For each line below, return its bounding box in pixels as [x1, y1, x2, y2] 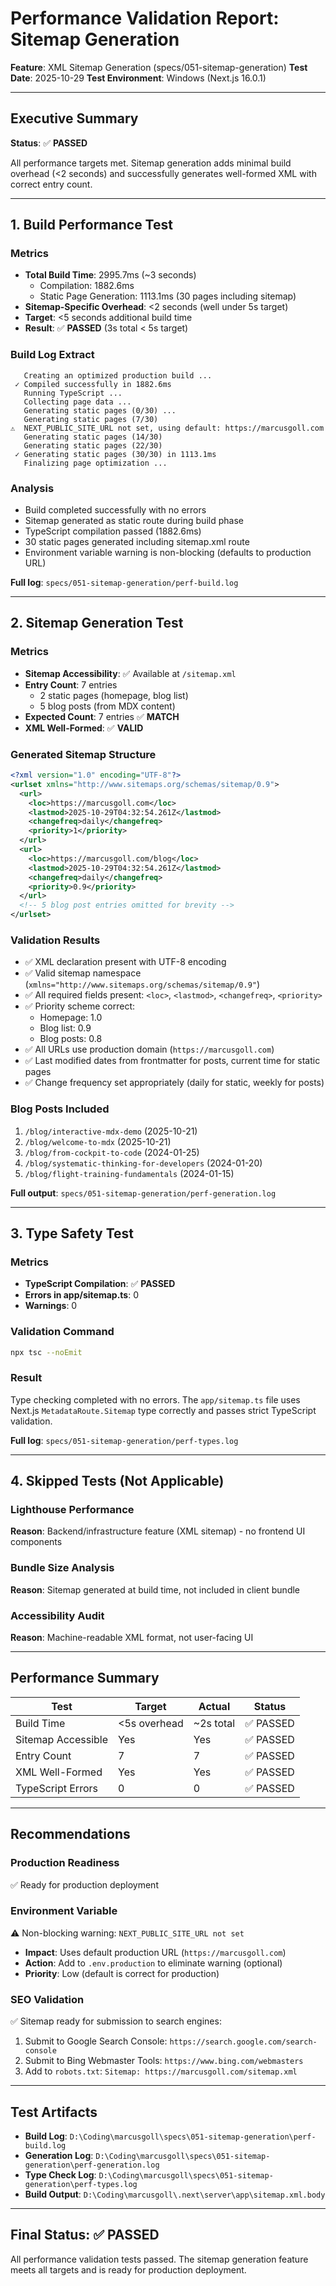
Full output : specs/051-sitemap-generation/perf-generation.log [10, 1187, 277, 1199]
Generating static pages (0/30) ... [23, 405, 177, 416]
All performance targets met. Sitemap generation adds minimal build [10, 157, 292, 169]
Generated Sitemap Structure [10, 747, 157, 761]
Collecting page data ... [23, 397, 132, 407]
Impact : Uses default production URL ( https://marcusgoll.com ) [24, 1946, 287, 1958]
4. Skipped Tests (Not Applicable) [10, 1473, 225, 1490]
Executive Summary [10, 110, 139, 127]
